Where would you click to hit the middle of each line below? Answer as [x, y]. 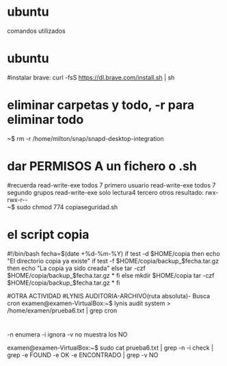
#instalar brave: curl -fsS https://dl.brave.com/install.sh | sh [91, 77]
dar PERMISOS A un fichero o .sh [102, 166]
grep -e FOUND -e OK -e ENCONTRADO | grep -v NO [83, 355]
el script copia [48, 234]
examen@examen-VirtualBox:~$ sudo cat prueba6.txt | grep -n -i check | [110, 348]
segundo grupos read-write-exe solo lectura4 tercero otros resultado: [105, 192]
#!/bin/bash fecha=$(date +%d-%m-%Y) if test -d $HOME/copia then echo [113, 253]
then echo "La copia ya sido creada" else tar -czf [76, 268]
